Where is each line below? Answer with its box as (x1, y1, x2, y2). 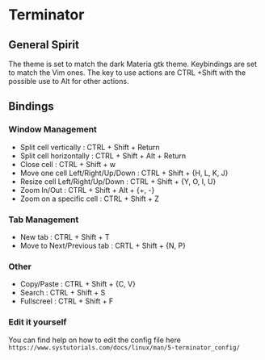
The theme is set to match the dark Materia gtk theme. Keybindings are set (8, 59, 257, 69)
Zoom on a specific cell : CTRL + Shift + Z (19, 194, 160, 203)
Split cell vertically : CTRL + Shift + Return (19, 142, 160, 152)
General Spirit (8, 38, 79, 52)
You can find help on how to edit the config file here (8, 335, 182, 345)
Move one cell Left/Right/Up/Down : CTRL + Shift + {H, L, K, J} (19, 168, 229, 178)
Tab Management (8, 214, 79, 225)
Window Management (8, 123, 97, 135)
